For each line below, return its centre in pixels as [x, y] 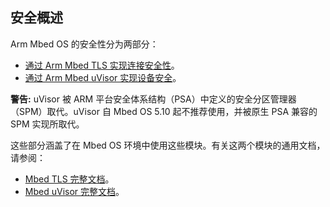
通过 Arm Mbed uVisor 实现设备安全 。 [103, 77]
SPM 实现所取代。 [47, 124]
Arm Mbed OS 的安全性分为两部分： [84, 44]
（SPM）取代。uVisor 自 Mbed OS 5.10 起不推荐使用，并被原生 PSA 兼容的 [164, 111]
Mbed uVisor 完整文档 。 [74, 191]
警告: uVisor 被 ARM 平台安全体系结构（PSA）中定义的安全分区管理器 [153, 99]
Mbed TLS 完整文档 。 [69, 179]
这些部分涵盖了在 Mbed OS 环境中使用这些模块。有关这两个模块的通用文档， [168, 145]
